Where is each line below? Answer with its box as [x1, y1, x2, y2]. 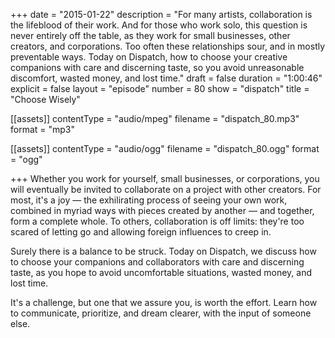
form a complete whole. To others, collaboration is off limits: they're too [10, 215, 305, 227]
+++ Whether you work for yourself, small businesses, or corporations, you [10, 173, 320, 184]
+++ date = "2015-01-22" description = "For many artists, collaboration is [10, 9, 313, 20]
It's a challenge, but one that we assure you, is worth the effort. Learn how [10, 297, 318, 308]
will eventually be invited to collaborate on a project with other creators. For [10, 184, 322, 195]
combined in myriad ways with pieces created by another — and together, [10, 205, 315, 216]
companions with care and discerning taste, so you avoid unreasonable [10, 62, 305, 73]
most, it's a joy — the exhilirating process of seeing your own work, [10, 194, 288, 206]
